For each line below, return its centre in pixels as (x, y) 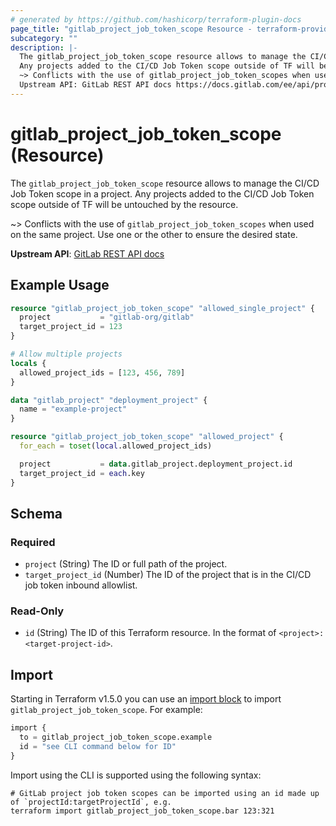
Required (33, 542)
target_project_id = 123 (71, 327)
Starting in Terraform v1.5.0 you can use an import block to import (146, 699)
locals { (28, 363)
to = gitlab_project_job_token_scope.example (116, 737)
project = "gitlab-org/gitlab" (107, 317)
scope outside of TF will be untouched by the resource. (124, 204)
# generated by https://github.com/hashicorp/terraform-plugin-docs (156, 19)
